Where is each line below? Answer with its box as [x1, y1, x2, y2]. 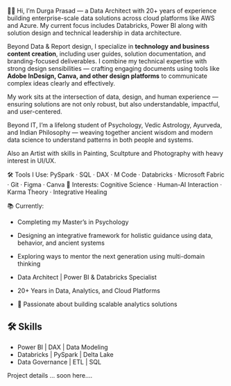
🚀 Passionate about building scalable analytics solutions [17, 300, 178, 308]
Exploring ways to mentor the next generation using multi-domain [17, 252, 205, 260]
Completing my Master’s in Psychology [17, 218, 129, 226]
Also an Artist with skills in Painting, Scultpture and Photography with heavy [7, 150, 223, 157]
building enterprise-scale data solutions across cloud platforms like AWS [7, 14, 215, 22]
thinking [17, 259, 41, 268]
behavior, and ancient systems [17, 239, 105, 247]
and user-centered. [7, 108, 62, 115]
